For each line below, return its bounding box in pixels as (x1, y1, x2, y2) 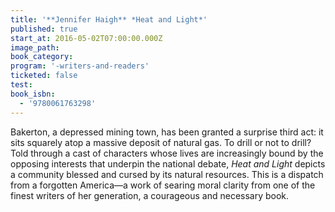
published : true (10, 24, 78, 34)
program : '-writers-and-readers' (10, 61, 150, 71)
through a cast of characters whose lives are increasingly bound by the (30, 147, 324, 159)
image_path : (10, 42, 60, 53)
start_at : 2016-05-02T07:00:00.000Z (10, 33, 163, 43)
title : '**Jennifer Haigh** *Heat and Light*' (10, 14, 208, 25)
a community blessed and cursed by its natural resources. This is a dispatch (10, 168, 324, 180)
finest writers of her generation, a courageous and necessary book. (10, 189, 290, 201)
